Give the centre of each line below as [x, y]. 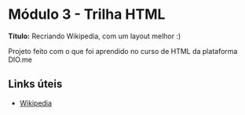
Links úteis [35, 84]
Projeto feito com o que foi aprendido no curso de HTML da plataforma [123, 51]
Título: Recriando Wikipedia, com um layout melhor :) [95, 36]
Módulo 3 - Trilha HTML [87, 14]
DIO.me [20, 59]
